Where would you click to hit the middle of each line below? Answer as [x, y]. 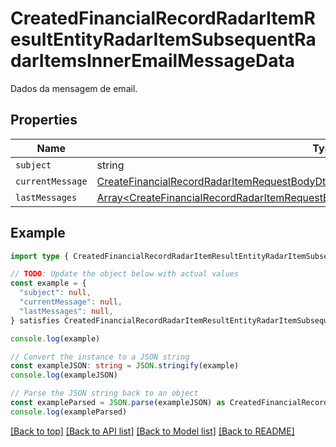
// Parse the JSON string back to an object [104, 393]
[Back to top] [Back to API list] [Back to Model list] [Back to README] [152, 431]
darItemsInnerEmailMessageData [153, 61]
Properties [44, 120]
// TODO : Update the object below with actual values [125, 274]
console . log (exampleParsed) [69, 412]
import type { [40, 256]
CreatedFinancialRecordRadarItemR [163, 18]
